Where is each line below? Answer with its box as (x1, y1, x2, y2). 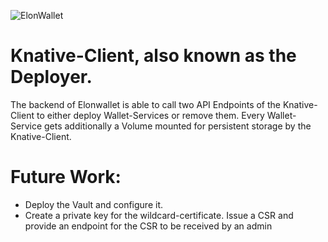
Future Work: (10, 166, 122, 189)
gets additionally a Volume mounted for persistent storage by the (43, 120, 312, 132)
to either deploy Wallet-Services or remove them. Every (36, 109, 265, 121)
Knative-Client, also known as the (10, 45, 297, 67)
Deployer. (10, 66, 93, 89)
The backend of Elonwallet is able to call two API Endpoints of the (10, 98, 282, 110)
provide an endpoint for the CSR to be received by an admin (24, 220, 273, 232)
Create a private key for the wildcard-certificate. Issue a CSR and (24, 209, 294, 221)
